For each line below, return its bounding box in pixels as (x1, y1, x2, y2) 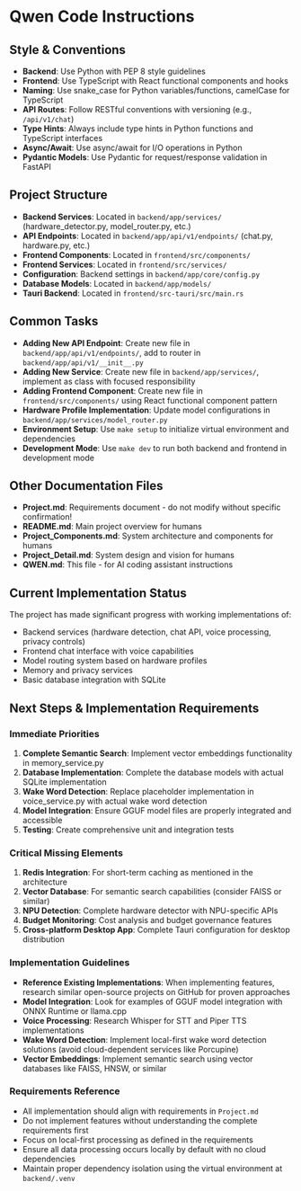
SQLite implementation (22, 776, 107, 787)
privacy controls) (22, 636, 85, 647)
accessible (22, 814, 63, 825)
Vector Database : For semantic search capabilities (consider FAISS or (22, 886, 282, 897)
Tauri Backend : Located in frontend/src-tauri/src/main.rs (22, 288, 244, 298)
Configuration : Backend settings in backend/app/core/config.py (22, 268, 261, 280)
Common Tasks (9, 314, 99, 329)
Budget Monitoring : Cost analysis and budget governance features (22, 915, 272, 926)
